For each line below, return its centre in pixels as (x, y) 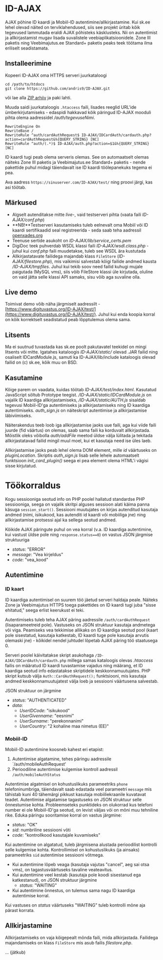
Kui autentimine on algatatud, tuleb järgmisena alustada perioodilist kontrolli (81, 844)
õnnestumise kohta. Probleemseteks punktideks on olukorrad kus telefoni (79, 805)
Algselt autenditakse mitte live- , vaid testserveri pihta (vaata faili (77, 214)
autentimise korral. (31, 895)
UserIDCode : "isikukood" (44, 710)
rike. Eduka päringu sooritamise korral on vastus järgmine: (63, 815)
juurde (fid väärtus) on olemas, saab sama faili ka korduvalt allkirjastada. (78, 430)
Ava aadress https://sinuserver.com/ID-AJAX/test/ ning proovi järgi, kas (79, 182)
